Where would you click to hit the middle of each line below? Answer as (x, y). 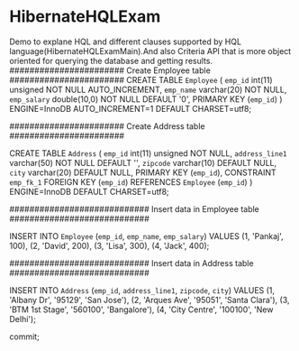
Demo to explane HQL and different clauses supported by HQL (125, 42)
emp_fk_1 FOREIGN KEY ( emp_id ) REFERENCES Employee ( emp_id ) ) (131, 181)
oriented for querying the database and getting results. (111, 60)
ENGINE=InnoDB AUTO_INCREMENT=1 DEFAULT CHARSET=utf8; (131, 108)
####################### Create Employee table (110, 70)
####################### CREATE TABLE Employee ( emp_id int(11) (141, 79)
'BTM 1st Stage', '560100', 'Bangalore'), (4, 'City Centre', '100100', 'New (141, 309)
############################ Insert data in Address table (131, 263)
